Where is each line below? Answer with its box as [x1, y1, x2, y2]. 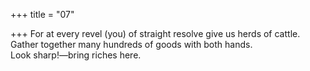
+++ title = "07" [10, 9, 75, 20]
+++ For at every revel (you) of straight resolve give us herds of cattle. [10, 28, 301, 39]
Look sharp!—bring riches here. [10, 49, 142, 61]
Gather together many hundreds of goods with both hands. [10, 39, 253, 50]
